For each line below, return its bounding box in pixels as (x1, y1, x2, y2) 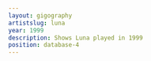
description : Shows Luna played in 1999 (8, 33, 144, 42)
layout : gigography (8, 11, 73, 20)
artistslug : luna (8, 19, 66, 27)
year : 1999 (8, 26, 44, 34)
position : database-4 (8, 41, 80, 49)
